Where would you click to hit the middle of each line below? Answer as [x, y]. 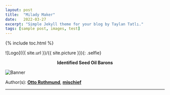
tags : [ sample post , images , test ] [43, 29]
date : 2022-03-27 [26, 19]
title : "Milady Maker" [30, 15]
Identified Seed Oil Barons [85, 63]
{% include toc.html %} [30, 43]
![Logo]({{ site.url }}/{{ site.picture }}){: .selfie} [53, 53]
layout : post [19, 10]
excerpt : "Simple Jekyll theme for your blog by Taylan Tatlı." [74, 24]
